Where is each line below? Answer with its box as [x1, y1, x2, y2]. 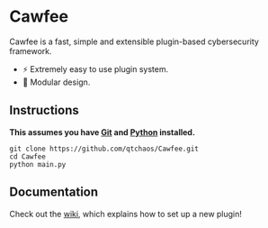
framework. [9, 45, 52, 56]
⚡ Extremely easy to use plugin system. [22, 63, 169, 74]
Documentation [9, 185, 99, 200]
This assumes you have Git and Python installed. [9, 126, 196, 137]
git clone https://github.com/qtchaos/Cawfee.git [9, 144, 200, 153]
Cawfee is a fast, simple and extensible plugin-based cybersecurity [9, 36, 259, 47]
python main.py [9, 160, 67, 169]
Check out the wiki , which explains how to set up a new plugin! [9, 208, 243, 219]
